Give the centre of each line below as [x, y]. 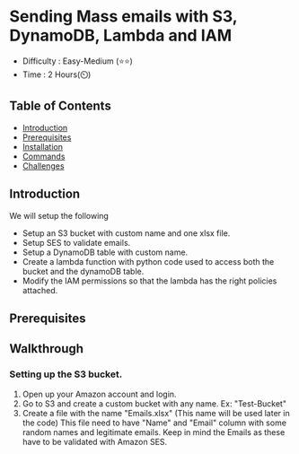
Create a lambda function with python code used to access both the [148, 261]
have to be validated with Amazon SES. [95, 441]
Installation [43, 146]
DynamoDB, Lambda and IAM [121, 35]
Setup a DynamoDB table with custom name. [105, 252]
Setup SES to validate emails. [76, 242]
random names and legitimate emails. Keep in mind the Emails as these [154, 432]
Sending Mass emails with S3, [123, 17]
